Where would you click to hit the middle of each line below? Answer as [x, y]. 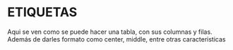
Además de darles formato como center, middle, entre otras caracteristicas [116, 39]
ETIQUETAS [42, 12]
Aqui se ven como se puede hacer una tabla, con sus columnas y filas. [110, 32]
